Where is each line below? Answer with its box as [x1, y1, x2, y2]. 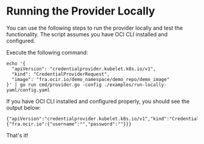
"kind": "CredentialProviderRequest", [12, 71, 110, 77]
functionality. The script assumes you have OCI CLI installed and [6, 30, 168, 38]
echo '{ [6, 61, 26, 67]
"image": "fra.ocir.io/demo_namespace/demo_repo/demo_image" [12, 76, 170, 82]
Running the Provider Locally [6, 4, 155, 18]
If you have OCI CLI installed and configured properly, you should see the [6, 97, 190, 105]
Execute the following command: [6, 48, 89, 56]
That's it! [6, 131, 29, 139]
